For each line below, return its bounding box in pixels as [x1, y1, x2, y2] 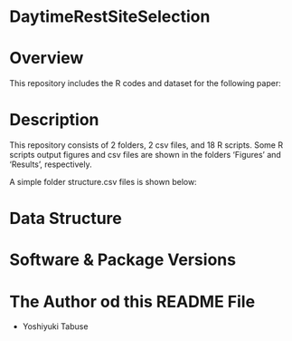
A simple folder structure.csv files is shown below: [9, 177, 197, 188]
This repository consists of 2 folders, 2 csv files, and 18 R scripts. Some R [9, 140, 283, 151]
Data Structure [9, 209, 122, 229]
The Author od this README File [9, 291, 256, 312]
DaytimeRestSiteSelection [9, 6, 211, 27]
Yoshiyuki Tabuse [22, 321, 89, 332]
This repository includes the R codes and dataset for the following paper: [9, 78, 282, 89]
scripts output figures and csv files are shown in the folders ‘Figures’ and [9, 150, 282, 161]
